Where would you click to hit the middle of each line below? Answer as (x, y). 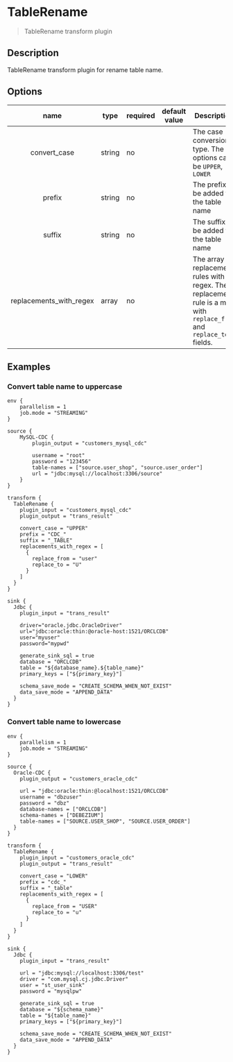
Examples (29, 367)
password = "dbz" (45, 803)
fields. (203, 342)
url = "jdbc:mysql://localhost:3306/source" (97, 474)
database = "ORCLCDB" (51, 662)
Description (33, 53)
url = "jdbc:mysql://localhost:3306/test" (82, 973)
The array (209, 259)
